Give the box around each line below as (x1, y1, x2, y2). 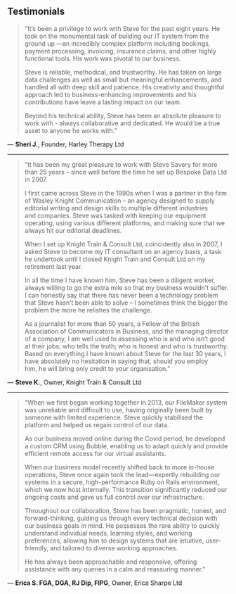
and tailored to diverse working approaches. (50, 543, 178, 552)
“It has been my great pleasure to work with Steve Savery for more (24, 160, 218, 168)
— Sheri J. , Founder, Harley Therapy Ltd (7, 140, 124, 148)
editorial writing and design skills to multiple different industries (24, 203, 209, 212)
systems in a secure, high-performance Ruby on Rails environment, (24, 478, 220, 486)
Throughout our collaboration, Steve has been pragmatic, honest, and (24, 506, 227, 514)
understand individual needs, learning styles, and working (24, 529, 192, 537)
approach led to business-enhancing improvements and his (24, 90, 197, 99)
